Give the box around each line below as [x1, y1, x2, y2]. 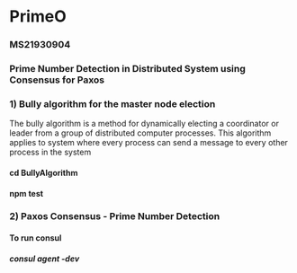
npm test [9, 188, 43, 198]
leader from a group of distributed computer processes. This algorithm [9, 128, 272, 138]
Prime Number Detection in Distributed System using [9, 63, 246, 75]
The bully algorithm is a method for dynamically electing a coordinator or [9, 119, 279, 129]
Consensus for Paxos [9, 74, 105, 86]
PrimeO [9, 6, 67, 27]
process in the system [9, 146, 92, 158]
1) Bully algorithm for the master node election [9, 97, 216, 110]
